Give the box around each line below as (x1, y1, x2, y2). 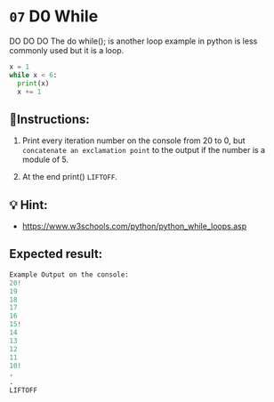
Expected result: (9, 246, 103, 261)
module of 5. (21, 154, 69, 165)
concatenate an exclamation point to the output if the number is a (21, 145, 265, 156)
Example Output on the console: (9, 269, 129, 279)
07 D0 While (9, 6, 99, 27)
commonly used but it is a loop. (9, 44, 125, 55)
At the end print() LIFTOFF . (21, 172, 118, 182)
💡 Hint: (9, 197, 48, 213)
